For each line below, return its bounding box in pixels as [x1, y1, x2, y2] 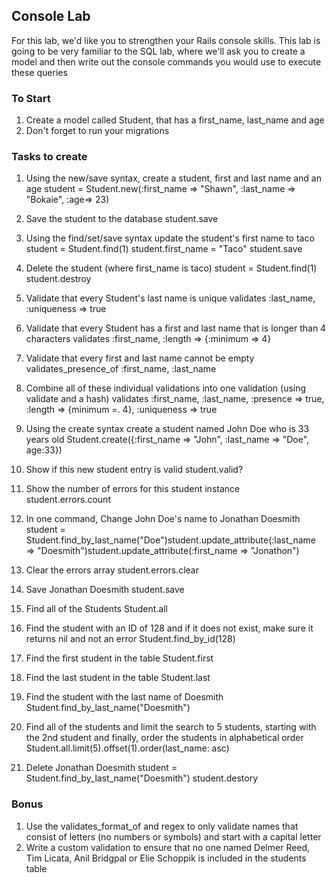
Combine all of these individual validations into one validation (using [25, 382, 307, 394]
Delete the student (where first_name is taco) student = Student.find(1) [25, 262, 318, 274]
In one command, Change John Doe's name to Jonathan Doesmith [25, 513, 301, 525]
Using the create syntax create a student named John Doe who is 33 [25, 423, 310, 435]
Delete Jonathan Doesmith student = [25, 762, 178, 774]
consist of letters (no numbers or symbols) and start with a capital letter [25, 830, 322, 843]
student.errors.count [25, 494, 111, 506]
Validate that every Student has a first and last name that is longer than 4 [25, 322, 327, 334]
